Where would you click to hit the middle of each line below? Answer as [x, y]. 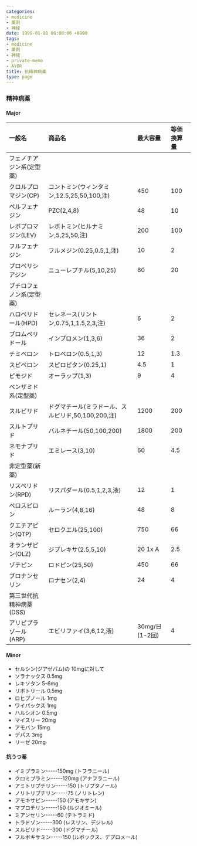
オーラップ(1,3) [70, 376]
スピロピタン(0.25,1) [77, 365]
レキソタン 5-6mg [36, 684]
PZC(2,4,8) [64, 210]
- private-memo [25, 60]
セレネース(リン [70, 314]
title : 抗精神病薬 [26, 72]
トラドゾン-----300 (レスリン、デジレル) [64, 822]
